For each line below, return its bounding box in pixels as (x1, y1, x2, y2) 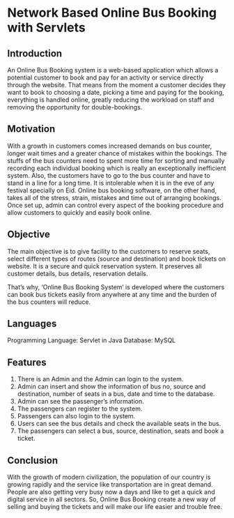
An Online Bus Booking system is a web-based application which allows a (7, 66, 219, 74)
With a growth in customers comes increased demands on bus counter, (7, 142, 212, 150)
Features (7, 356, 47, 368)
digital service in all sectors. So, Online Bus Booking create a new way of (7, 495, 217, 503)
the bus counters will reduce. (7, 298, 91, 306)
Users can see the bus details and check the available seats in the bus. (17, 420, 221, 428)
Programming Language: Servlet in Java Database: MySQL (7, 336, 176, 344)
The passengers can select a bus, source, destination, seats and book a (17, 427, 224, 435)
